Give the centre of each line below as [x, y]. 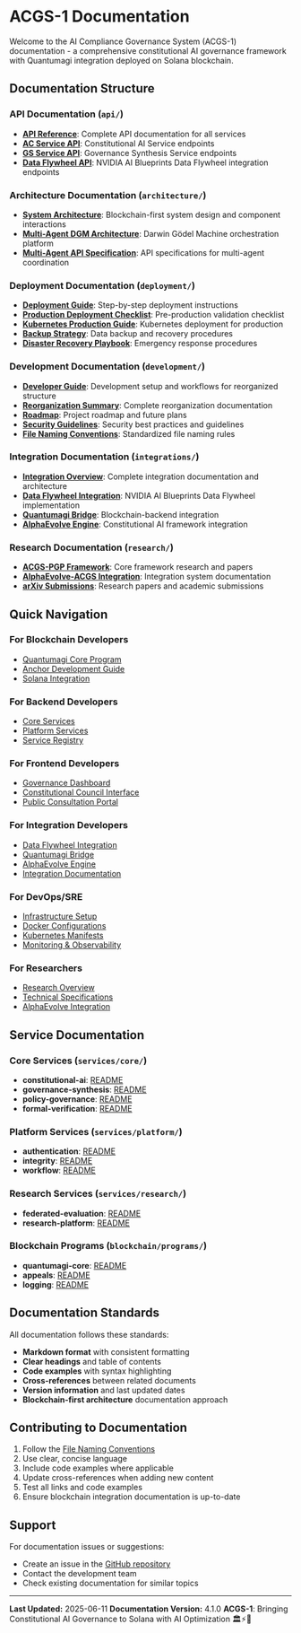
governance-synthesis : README [84, 1089]
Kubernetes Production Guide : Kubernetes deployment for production [153, 324]
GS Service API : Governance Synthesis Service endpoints [129, 153]
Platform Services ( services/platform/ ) [96, 1131]
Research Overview [59, 988]
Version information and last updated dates [103, 1390]
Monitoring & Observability [72, 945]
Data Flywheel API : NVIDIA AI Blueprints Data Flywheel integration [145, 162]
